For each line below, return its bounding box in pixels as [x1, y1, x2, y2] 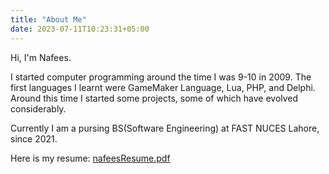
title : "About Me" [10, 14, 87, 25]
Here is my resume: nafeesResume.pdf [10, 152, 171, 164]
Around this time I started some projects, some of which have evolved [10, 92, 299, 104]
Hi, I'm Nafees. [10, 51, 72, 63]
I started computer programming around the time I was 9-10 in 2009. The [10, 71, 312, 83]
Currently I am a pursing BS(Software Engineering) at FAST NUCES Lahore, [10, 122, 320, 134]
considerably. [10, 102, 67, 115]
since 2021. [10, 132, 58, 145]
